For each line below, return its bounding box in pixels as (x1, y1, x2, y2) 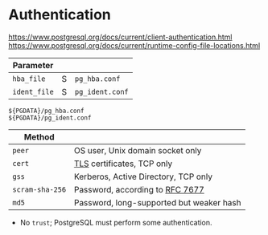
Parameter (12, 59, 54, 71)
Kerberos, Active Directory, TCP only (73, 171, 213, 182)
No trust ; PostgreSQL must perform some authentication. (19, 217, 212, 227)
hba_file (12, 74, 46, 83)
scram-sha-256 (12, 184, 67, 194)
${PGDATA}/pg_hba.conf (8, 107, 85, 115)
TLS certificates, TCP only (73, 158, 173, 169)
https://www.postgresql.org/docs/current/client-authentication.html (8, 32, 233, 42)
